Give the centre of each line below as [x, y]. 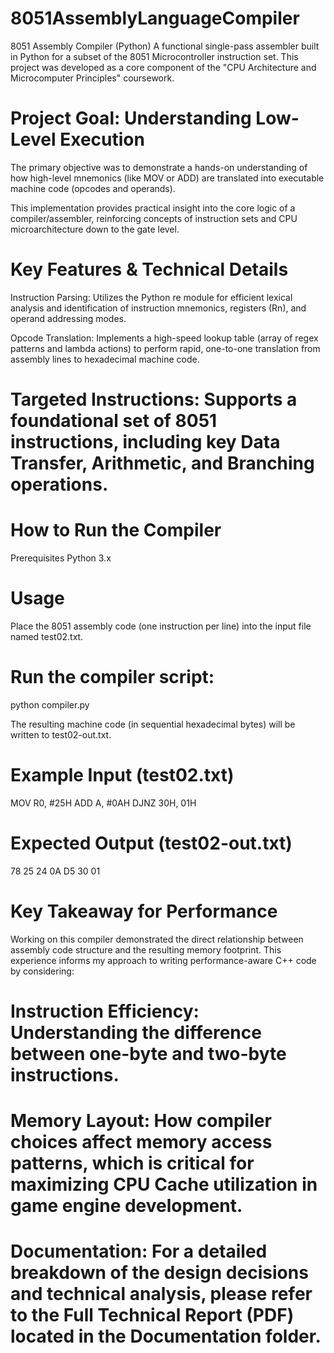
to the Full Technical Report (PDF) [152, 1315]
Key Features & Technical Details [149, 269]
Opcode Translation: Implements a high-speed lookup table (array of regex [164, 338]
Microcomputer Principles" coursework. [92, 78]
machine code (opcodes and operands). [93, 188]
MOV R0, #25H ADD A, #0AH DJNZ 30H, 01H [103, 803]
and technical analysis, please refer [161, 1294]
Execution [102, 139]
